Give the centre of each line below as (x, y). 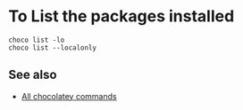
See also (33, 75)
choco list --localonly (53, 47)
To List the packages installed (121, 16)
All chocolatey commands (69, 96)
